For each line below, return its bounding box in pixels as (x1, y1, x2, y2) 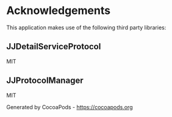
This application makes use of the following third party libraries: (6, 24, 167, 31)
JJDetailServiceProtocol (6, 41, 101, 52)
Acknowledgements (6, 4, 111, 18)
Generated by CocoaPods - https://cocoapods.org (6, 103, 133, 110)
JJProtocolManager (6, 76, 84, 86)
